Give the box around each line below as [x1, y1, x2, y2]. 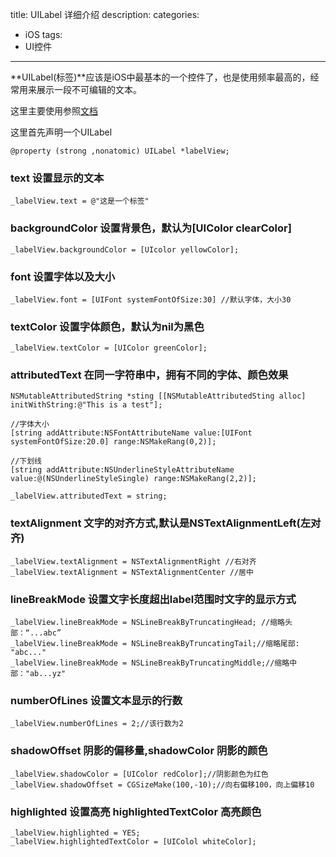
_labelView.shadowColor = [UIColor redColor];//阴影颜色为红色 [10, 769, 269, 779]
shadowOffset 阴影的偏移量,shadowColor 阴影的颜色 [10, 744, 268, 758]
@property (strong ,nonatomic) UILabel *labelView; [10, 146, 230, 156]
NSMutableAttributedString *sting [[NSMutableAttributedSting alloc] [10, 391, 307, 402]
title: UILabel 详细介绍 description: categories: [10, 9, 200, 20]
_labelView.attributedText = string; [10, 491, 168, 502]
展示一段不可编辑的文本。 [36, 84, 142, 95]
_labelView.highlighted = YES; [10, 828, 141, 838]
